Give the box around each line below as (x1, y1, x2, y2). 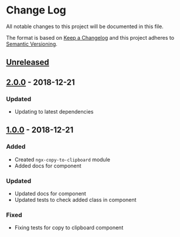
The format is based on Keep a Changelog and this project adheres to (6, 34, 175, 41)
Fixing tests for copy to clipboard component (14, 224, 124, 231)
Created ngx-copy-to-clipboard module (14, 156, 110, 163)
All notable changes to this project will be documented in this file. (6, 23, 164, 30)
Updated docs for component (14, 190, 86, 197)
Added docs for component (14, 162, 81, 169)
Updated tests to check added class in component (14, 197, 137, 203)
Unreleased (6, 57, 50, 67)
